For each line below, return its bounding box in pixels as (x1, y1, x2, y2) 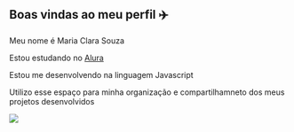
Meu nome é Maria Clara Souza (9, 35, 125, 46)
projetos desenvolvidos (9, 96, 95, 106)
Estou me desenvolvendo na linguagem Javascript (9, 69, 194, 80)
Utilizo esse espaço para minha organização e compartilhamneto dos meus (9, 87, 285, 97)
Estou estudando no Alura (9, 52, 104, 63)
